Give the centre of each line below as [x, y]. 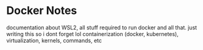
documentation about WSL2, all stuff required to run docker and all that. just [101, 27]
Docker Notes [42, 11]
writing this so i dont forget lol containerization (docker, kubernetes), [92, 34]
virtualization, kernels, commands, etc [54, 40]
